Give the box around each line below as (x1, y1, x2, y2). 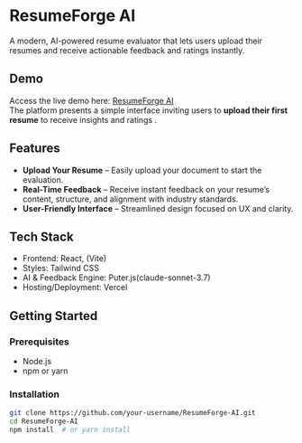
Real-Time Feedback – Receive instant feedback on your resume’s (22, 184, 270, 194)
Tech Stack (9, 229, 74, 244)
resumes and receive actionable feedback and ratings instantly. (9, 44, 245, 55)
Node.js (22, 356, 52, 367)
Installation (9, 388, 60, 401)
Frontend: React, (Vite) (22, 253, 107, 264)
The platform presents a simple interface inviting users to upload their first (9, 105, 288, 116)
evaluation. (22, 174, 64, 185)
